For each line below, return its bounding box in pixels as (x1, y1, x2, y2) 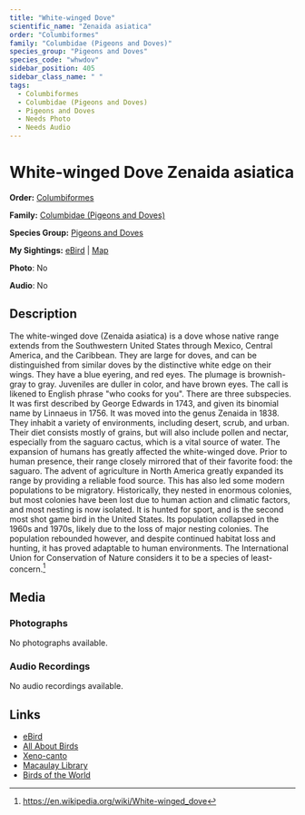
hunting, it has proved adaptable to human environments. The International (9, 542, 289, 554)
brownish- (247, 368, 286, 379)
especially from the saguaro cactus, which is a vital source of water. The (9, 437, 280, 447)
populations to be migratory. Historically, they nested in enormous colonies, (9, 485, 292, 496)
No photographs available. (9, 637, 108, 649)
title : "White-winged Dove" (9, 13, 116, 23)
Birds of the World (22, 770, 91, 781)
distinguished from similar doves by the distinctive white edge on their (9, 359, 272, 370)
